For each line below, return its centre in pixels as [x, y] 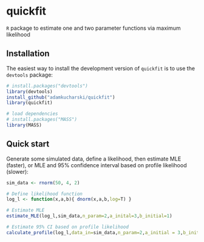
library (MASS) [24, 125]
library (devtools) [29, 92]
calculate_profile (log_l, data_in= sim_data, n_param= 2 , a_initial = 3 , [95, 232]
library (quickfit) [29, 103]
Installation [28, 54]
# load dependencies [32, 114]
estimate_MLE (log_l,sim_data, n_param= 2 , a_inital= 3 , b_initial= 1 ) [89, 216]
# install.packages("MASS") [42, 120]
